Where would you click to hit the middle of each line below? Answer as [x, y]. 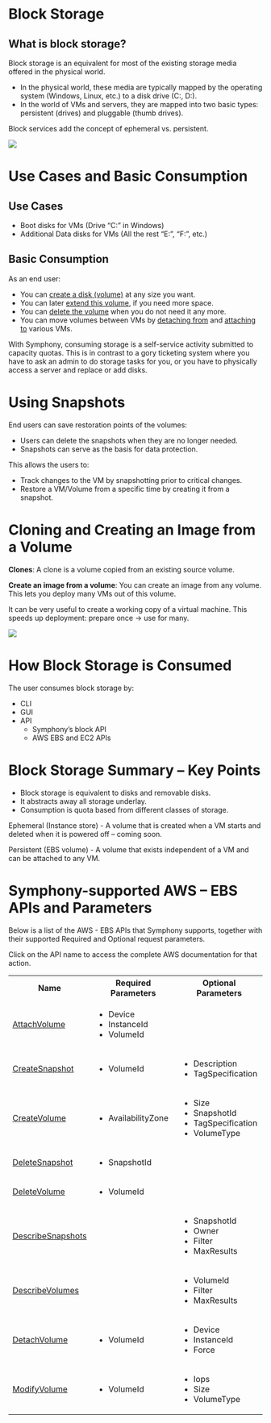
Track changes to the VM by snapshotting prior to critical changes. [131, 480]
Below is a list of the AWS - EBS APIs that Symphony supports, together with [135, 930]
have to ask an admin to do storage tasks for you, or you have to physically [133, 361]
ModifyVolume [40, 1389]
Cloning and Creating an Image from [132, 530]
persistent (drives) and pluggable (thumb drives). [102, 113]
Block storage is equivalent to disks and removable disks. [115, 793]
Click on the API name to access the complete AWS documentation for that [133, 954]
